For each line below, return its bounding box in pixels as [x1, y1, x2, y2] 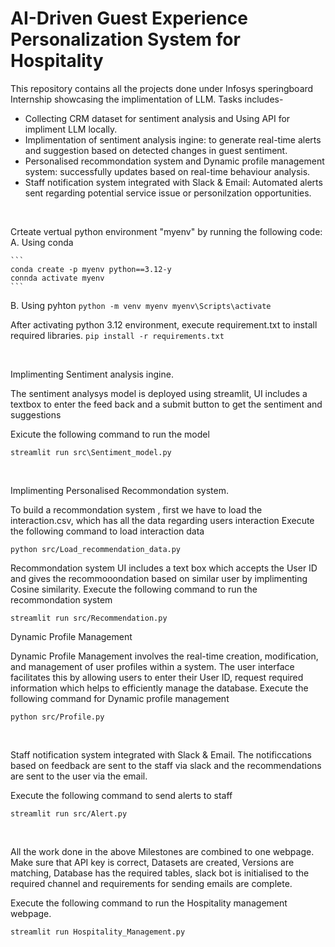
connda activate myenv [10, 273, 105, 283]
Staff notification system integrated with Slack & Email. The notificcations [10, 748, 312, 761]
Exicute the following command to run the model [10, 428, 210, 440]
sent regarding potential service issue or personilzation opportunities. [24, 187, 312, 199]
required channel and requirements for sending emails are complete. [10, 877, 293, 889]
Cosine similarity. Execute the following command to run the [10, 583, 258, 595]
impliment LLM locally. [24, 123, 118, 135]
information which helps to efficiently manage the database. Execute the [10, 682, 309, 694]
